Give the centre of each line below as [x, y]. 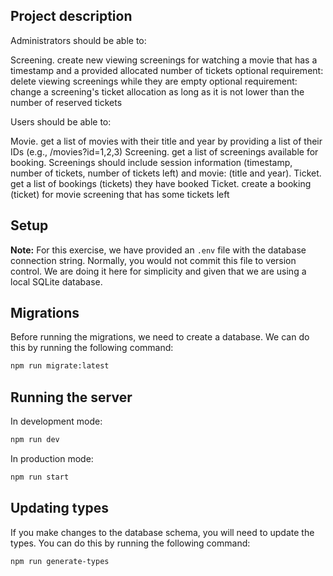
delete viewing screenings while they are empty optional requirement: [154, 81]
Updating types [60, 508]
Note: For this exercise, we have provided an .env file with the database [158, 250]
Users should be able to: [61, 121]
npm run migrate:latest [60, 366]
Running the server [71, 397]
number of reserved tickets [66, 102]
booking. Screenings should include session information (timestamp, [151, 162]
